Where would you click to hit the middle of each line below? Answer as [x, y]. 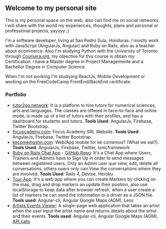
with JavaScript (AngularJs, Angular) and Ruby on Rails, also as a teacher [80, 45]
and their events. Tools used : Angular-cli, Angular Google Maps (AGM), [85, 216]
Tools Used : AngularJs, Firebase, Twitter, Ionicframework [71, 148]
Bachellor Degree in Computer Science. [46, 67]
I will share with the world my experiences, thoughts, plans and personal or [82, 25]
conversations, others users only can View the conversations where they [86, 169]
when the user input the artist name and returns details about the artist [84, 211]
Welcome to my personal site [51, 8]
